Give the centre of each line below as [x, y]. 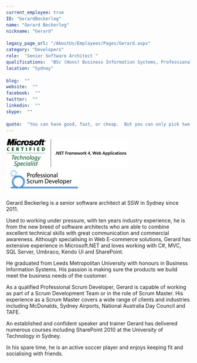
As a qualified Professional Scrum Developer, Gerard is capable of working [96, 287]
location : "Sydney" [30, 68]
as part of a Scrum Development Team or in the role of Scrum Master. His [95, 294]
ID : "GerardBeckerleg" [34, 19]
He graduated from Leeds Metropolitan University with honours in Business [97, 263]
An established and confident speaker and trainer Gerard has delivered [92, 324]
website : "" [22, 87]
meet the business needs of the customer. [57, 276]
